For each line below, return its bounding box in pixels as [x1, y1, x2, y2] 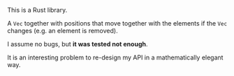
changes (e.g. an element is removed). [7, 27, 118, 35]
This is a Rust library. [7, 6, 68, 14]
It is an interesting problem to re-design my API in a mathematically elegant [7, 53, 224, 61]
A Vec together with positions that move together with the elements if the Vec [7, 19, 228, 27]
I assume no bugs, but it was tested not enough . [7, 40, 148, 48]
